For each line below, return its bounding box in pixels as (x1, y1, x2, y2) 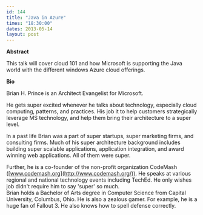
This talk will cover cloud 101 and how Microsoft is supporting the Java (6, 60, 183, 67)
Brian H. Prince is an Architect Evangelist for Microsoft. (6, 90, 144, 97)
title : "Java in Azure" (6, 15, 67, 21)
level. (6, 121, 20, 128)
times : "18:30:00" (6, 20, 53, 26)
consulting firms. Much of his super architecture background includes (6, 139, 181, 146)
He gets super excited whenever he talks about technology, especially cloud (6, 101, 197, 109)
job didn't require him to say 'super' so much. (6, 183, 120, 190)
